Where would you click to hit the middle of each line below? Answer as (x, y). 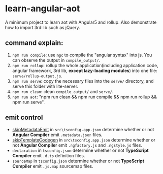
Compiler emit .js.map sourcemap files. (53, 166)
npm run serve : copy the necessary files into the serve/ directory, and (83, 81)
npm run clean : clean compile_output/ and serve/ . (63, 91)
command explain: (34, 43)
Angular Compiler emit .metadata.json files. (57, 135)
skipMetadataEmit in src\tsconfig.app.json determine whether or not (83, 129)
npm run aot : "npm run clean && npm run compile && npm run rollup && (84, 97)
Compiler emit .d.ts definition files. (49, 155)
